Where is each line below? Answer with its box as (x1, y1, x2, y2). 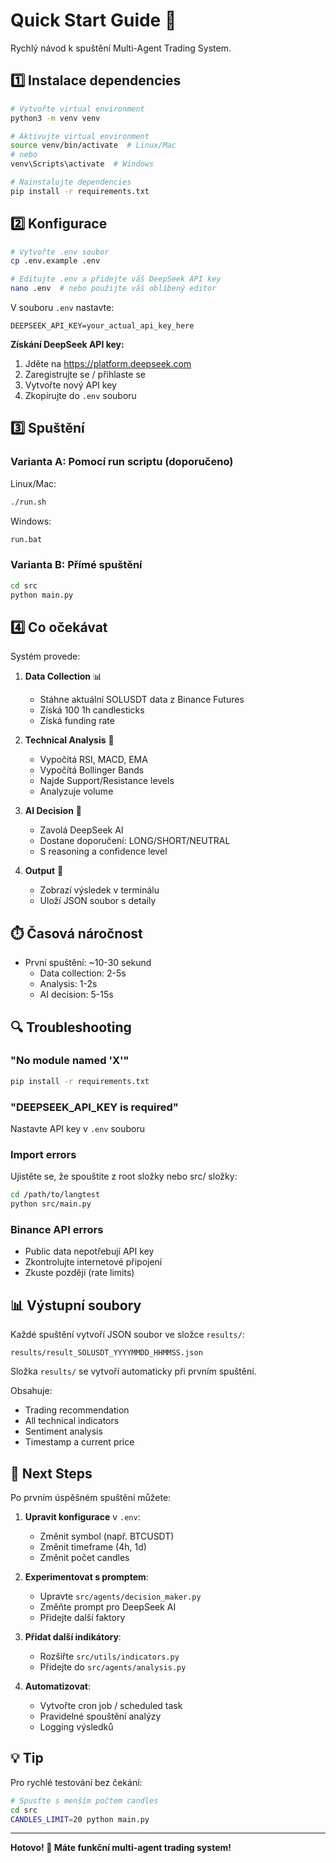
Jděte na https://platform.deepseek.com (24, 358, 192, 370)
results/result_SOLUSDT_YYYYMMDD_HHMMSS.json (10, 1348, 203, 1358)
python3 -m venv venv (10, 113, 101, 123)
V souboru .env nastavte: (10, 302, 115, 314)
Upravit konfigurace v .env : (24, 1511, 141, 1523)
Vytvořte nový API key (24, 379, 117, 391)
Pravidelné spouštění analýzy (39, 1710, 162, 1722)
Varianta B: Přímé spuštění (10, 558, 143, 572)
